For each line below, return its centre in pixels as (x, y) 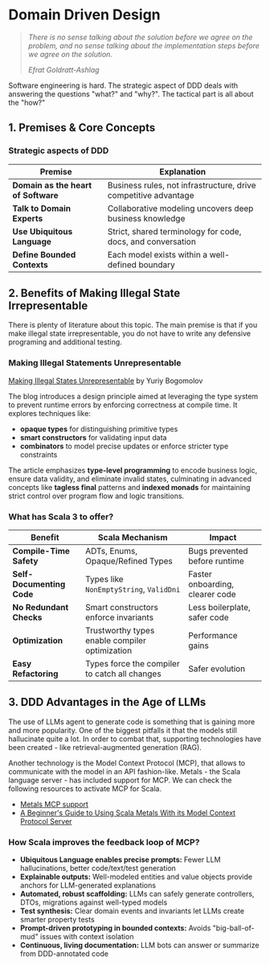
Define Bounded (44, 254)
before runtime (217, 561)
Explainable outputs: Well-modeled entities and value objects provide (136, 877)
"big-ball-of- (233, 928)
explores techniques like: (49, 413)
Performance (213, 636)
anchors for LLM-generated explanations (88, 885)
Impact (223, 538)
